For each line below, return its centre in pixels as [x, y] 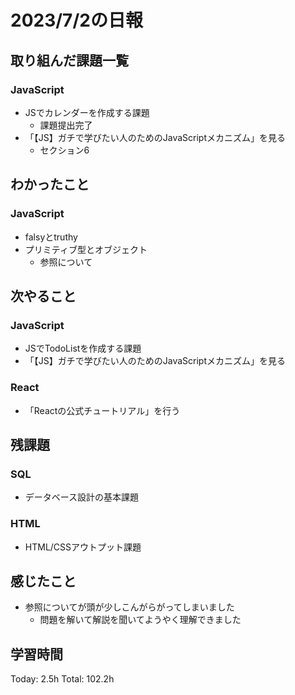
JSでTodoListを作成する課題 [83, 348]
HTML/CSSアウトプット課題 [83, 547]
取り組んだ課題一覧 [69, 60]
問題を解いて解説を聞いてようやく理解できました [140, 620]
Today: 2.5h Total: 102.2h [62, 679]
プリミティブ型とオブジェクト [86, 249]
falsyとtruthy [51, 237]
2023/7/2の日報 [76, 20]
